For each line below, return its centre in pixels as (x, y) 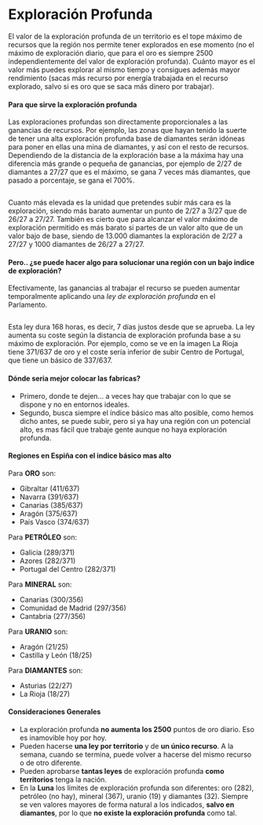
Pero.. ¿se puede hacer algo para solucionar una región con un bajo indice (131, 262)
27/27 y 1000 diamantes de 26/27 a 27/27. (77, 245)
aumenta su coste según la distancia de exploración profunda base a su (124, 335)
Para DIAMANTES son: (46, 670)
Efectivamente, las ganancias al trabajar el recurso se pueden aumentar (124, 288)
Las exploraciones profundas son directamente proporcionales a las (118, 122)
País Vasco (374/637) (55, 521)
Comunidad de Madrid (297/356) (73, 608)
